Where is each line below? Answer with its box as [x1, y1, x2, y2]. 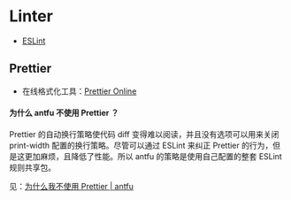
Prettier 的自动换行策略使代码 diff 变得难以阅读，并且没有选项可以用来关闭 [9, 128, 280, 139]
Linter [9, 6, 53, 27]
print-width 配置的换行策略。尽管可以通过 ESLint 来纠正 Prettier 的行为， [9, 140, 273, 150]
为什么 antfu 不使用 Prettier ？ [9, 108, 119, 119]
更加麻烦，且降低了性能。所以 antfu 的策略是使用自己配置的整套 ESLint [24, 150, 283, 161]
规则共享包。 [9, 162, 56, 173]
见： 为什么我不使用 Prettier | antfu [9, 181, 134, 191]
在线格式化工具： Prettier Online [21, 86, 137, 96]
